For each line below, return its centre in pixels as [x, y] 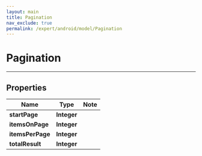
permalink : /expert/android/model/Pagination [64, 28]
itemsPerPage [30, 134]
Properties [26, 88]
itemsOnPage [29, 124]
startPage [24, 115]
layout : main [23, 12]
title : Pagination [29, 17]
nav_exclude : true [29, 23]
